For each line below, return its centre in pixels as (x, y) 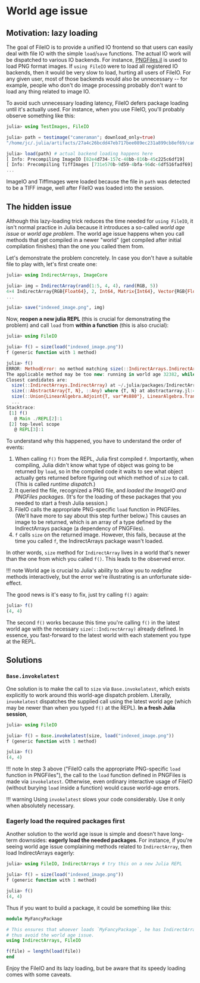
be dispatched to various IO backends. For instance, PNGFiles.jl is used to (97, 60)
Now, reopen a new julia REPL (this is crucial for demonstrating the (88, 319)
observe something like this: (41, 116)
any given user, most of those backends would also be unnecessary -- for (97, 79)
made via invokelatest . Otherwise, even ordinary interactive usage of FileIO (99, 782)
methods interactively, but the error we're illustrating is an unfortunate (92, 577)
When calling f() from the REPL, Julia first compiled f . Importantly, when (104, 459)
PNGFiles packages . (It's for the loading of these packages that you (98, 497)
